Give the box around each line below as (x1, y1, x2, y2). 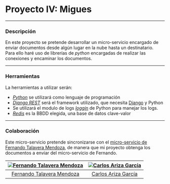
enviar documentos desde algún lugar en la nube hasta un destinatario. (5, 44, 154, 51)
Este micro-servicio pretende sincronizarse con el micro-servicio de (5, 139, 148, 145)
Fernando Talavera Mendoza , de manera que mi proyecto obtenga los (5, 144, 151, 150)
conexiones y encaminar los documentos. (5, 56, 93, 62)
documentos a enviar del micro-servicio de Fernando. (5, 150, 117, 156)
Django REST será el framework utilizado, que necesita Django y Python (12, 100, 163, 106)
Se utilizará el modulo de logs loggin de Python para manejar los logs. (12, 105, 158, 111)
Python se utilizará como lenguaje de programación (12, 94, 120, 100)
